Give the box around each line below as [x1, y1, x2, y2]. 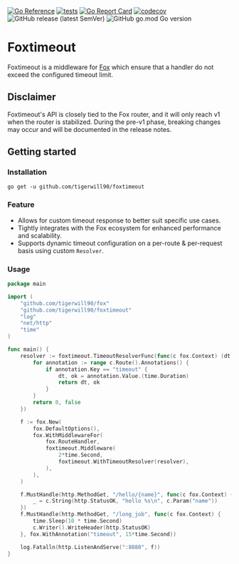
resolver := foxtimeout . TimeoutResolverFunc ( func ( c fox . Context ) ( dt [20, 352, 231, 359]
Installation [7, 168, 48, 178]
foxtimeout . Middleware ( [45, 445, 116, 452]
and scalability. [17, 231, 62, 240]
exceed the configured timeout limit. [7, 70, 114, 78]
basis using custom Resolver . [17, 246, 105, 255]
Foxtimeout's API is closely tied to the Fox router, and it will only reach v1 [7, 110, 221, 118]
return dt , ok [58, 379, 100, 386]
